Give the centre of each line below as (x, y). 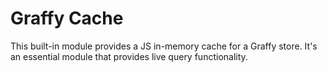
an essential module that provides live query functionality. (129, 56)
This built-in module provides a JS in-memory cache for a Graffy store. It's (164, 46)
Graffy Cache (67, 18)
